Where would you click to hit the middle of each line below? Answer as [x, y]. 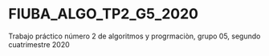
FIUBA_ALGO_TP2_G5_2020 [104, 14]
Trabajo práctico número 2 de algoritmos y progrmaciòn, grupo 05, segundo [134, 36]
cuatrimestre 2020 [39, 44]
